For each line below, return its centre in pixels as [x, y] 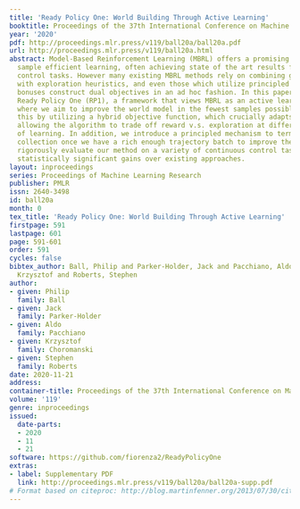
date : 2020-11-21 [42, 375]
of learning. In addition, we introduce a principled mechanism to [146, 134]
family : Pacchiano [52, 333]
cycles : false [36, 259]
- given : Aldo [36, 325]
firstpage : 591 [37, 225]
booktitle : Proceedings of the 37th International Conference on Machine [150, 26]
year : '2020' [33, 34]
